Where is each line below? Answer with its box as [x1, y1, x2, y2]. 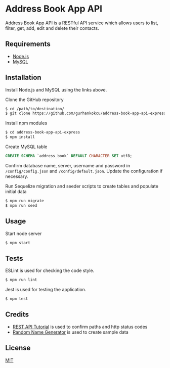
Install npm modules [5, 120, 48, 126]
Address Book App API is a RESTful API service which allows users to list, [5, 20, 158, 26]
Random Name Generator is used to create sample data [12, 329, 129, 335]
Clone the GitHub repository [5, 97, 64, 103]
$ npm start [5, 240, 30, 245]
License [5, 344, 31, 352]
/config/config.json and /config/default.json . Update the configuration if [5, 168, 163, 174]
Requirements [5, 40, 51, 49]
